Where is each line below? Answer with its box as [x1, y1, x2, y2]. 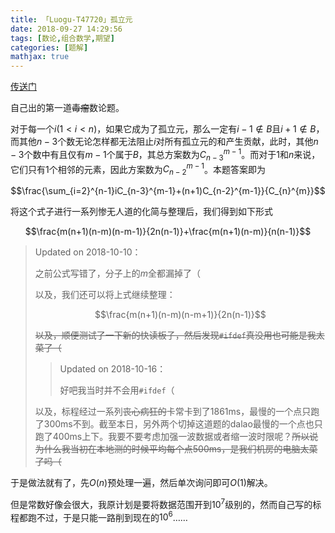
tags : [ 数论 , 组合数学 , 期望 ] [10, 33, 115, 43]
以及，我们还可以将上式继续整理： [34, 289, 176, 301]
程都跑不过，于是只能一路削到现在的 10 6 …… [10, 509, 188, 523]
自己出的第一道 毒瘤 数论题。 [10, 102, 125, 114]
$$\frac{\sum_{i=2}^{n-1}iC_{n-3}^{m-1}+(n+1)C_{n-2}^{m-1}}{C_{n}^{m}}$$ [10, 185, 326, 197]
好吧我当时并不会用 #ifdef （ [59, 384, 175, 396]
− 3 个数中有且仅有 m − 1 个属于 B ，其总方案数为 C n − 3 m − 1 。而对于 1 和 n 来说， [10, 147, 321, 163]
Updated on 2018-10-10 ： [34, 246, 142, 258]
